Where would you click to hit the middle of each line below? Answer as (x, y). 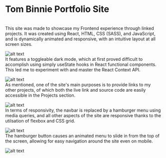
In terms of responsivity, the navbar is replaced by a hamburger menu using (83, 110)
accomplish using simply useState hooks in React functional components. (81, 64)
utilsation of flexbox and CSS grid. (40, 121)
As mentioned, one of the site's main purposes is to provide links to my (78, 84)
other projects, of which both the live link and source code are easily (76, 90)
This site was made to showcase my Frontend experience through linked (80, 28)
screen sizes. (19, 44)
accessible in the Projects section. (40, 95)
